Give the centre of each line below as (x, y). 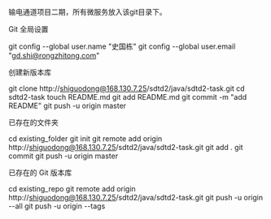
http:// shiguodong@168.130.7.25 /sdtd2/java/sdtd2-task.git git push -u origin (135, 198)
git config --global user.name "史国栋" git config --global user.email (122, 46)
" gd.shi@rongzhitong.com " (54, 56)
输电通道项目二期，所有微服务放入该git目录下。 (87, 12)
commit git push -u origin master (63, 156)
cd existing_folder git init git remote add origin (85, 139)
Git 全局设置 (28, 29)
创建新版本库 (30, 72)
